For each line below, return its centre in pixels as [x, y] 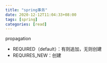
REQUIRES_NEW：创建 [37, 55]
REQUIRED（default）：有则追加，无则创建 [57, 49]
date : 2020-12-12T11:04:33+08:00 [41, 15]
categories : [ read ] [26, 24]
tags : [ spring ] [22, 19]
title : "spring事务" [26, 10]
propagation [18, 39]
